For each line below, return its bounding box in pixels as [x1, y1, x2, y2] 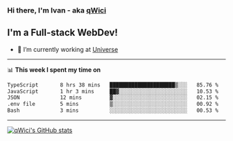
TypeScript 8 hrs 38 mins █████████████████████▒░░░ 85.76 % [7, 82, 218, 88]
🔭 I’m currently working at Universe [17, 45, 119, 53]
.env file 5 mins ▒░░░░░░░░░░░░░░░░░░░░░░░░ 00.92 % [7, 101, 218, 108]
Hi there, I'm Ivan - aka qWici [7, 6, 106, 15]
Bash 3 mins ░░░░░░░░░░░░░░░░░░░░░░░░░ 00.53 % [7, 107, 218, 114]
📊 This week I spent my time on [7, 65, 101, 74]
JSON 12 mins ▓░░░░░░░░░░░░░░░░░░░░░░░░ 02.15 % [7, 94, 218, 102]
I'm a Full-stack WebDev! [7, 27, 118, 39]
